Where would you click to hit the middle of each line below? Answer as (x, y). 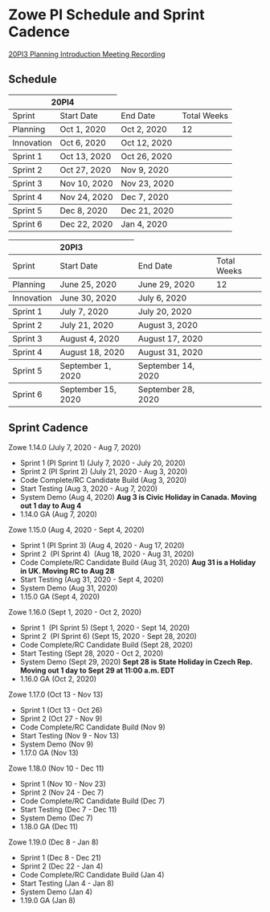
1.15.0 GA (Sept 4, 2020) (60, 596)
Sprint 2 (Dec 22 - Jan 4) (61, 866)
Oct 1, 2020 (83, 129)
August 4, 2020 (90, 338)
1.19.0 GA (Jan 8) (48, 900)
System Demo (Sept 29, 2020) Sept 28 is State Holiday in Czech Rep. (136, 661)
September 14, (166, 366)
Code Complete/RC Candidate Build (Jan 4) (92, 874)
